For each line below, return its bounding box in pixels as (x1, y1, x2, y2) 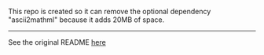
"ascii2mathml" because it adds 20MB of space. (8, 15, 165, 24)
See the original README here (8, 38, 106, 46)
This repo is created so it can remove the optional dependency (8, 7, 211, 16)
